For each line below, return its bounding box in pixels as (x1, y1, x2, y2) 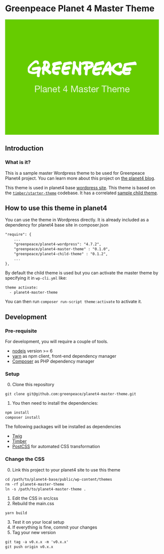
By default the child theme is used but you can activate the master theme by (5, 270, 159, 276)
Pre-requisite (5, 328, 38, 334)
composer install (5, 415, 41, 420)
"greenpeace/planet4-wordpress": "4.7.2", (14, 242, 102, 247)
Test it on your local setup (12, 519, 64, 525)
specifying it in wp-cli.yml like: (5, 275, 67, 281)
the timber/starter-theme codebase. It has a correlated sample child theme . (5, 190, 159, 196)
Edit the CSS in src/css (12, 495, 59, 501)
